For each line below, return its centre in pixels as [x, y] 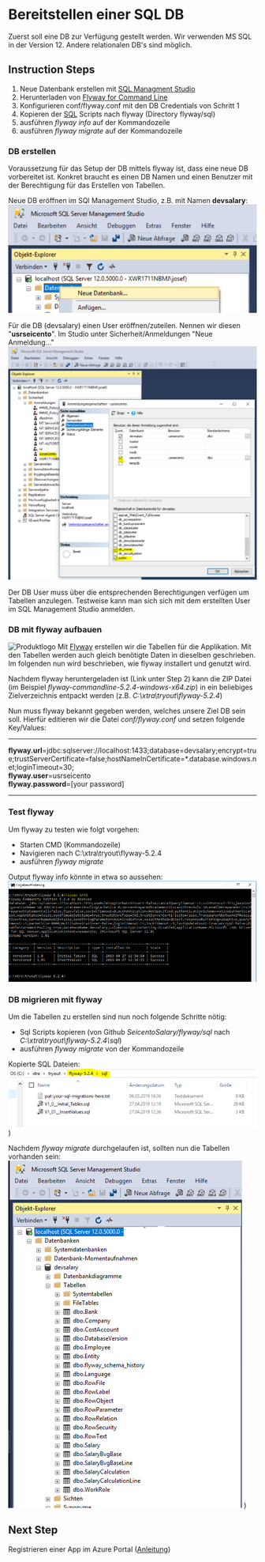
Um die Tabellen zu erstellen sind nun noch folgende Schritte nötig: [118, 1017]
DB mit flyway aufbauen [55, 630]
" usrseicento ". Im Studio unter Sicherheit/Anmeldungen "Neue [110, 334]
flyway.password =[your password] [66, 784]
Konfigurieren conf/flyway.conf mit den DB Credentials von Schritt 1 [129, 105]
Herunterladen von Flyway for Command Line [93, 97]
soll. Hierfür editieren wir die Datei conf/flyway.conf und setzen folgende [127, 719]
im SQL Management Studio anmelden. [72, 609]
